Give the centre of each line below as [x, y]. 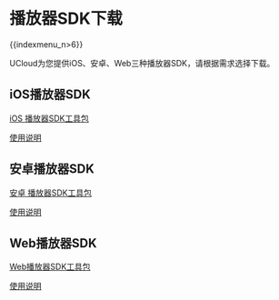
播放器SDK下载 [66, 19]
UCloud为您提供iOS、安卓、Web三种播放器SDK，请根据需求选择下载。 [142, 63]
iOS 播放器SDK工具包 [49, 118]
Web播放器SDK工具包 [50, 267]
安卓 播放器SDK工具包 [51, 193]
